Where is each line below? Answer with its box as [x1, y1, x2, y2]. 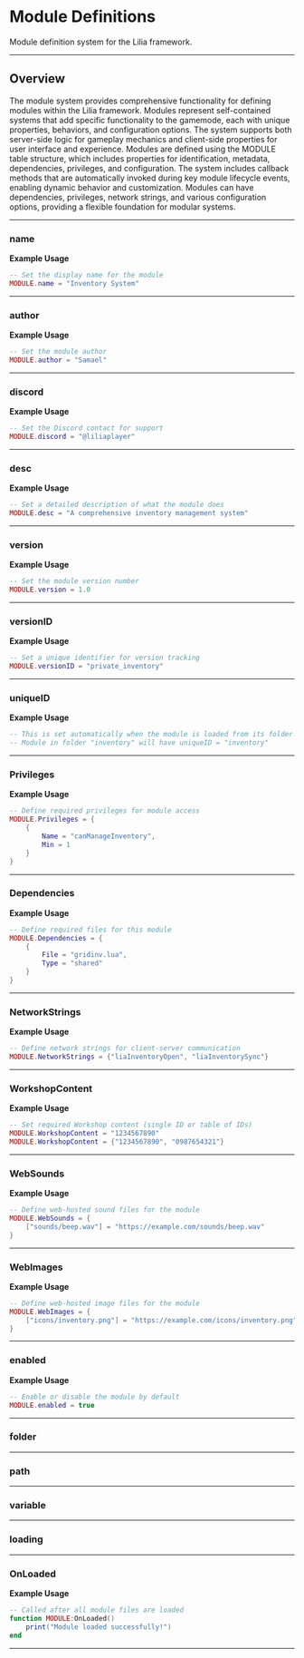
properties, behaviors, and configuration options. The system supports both [9, 124, 292, 135]
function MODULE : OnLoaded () [9, 1614, 116, 1623]
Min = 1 [42, 840, 71, 849]
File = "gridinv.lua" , [42, 951, 128, 960]
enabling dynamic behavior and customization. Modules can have [9, 181, 254, 192]
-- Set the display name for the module [9, 270, 165, 280]
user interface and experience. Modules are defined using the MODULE [9, 143, 276, 154]
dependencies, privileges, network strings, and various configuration [9, 191, 267, 202]
